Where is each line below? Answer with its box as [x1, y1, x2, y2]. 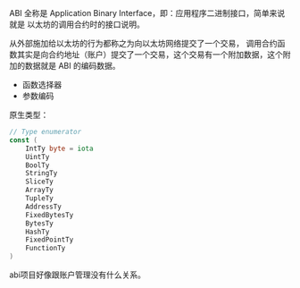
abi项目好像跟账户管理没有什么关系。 [9, 269, 146, 280]
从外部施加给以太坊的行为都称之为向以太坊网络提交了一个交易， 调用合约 [9, 38, 278, 48]
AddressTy [25, 202, 62, 211]
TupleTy [25, 194, 54, 203]
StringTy [25, 169, 58, 178]
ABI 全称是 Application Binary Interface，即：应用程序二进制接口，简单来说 [9, 8, 286, 18]
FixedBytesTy [25, 210, 74, 219]
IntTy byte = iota [25, 144, 94, 153]
